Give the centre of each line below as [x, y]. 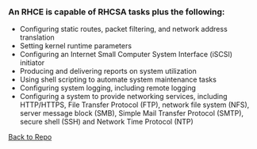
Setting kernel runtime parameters [76, 46]
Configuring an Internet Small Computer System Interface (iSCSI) [126, 55]
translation [37, 37]
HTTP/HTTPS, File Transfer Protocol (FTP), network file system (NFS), [134, 105]
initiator [32, 63]
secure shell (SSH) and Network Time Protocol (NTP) [107, 122]
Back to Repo [30, 137]
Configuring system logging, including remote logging [108, 88]
